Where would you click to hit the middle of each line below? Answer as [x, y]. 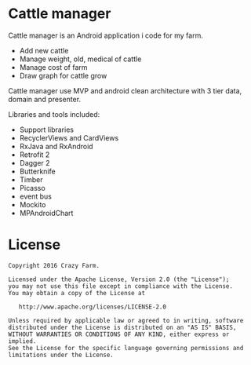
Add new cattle [44, 50]
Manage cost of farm [53, 67]
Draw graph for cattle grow [63, 75]
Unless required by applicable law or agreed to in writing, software [126, 320]
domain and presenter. [44, 99]
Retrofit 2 [35, 155]
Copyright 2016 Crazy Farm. [54, 265]
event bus [36, 196]
